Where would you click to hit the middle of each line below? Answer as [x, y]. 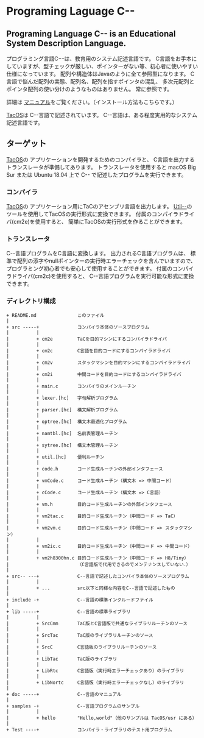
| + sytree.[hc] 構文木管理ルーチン [62, 445]
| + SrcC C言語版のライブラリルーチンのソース [82, 647]
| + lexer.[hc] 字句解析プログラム [62, 398]
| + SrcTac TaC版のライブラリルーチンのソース [80, 635]
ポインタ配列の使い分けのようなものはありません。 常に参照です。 [90, 89]
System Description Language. [66, 43]
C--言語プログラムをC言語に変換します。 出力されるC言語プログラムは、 [98, 254]
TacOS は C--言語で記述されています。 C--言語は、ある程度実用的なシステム [102, 115]
